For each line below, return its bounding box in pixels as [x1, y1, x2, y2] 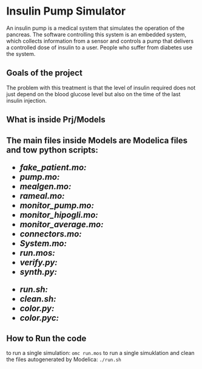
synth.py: [19, 266, 58, 277]
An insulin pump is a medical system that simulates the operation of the [6, 24, 185, 32]
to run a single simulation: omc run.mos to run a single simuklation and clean [6, 350, 195, 357]
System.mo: [19, 238, 67, 249]
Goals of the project [6, 68, 83, 78]
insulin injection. [6, 97, 47, 104]
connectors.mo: [19, 229, 82, 239]
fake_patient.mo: [19, 162, 87, 173]
